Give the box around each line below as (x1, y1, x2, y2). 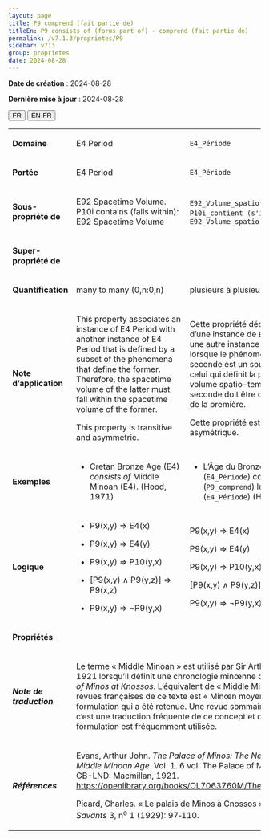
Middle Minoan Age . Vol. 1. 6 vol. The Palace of (75, 760, 255, 771)
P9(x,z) (89, 584, 118, 595)
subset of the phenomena (75, 353, 174, 365)
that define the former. (75, 363, 162, 374)
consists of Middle (89, 470, 159, 482)
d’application (12, 377, 64, 389)
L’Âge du (203, 461, 236, 472)
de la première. (189, 398, 247, 409)
